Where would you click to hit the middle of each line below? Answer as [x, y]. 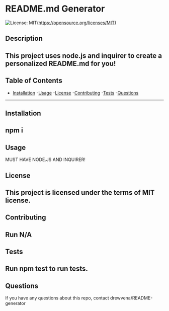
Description [24, 38]
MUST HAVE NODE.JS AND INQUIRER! [45, 160]
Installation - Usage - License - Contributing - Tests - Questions [75, 93]
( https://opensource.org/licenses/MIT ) [77, 23]
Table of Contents [34, 81]
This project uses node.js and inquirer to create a [84, 56]
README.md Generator [55, 9]
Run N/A [19, 235]
